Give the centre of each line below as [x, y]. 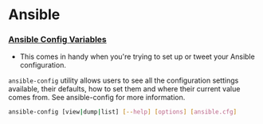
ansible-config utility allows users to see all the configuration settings [124, 80]
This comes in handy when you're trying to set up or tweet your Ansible [137, 56]
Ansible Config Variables [58, 40]
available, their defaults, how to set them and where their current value [124, 89]
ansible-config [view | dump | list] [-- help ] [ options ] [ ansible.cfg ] [123, 112]
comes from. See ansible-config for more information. [97, 98]
